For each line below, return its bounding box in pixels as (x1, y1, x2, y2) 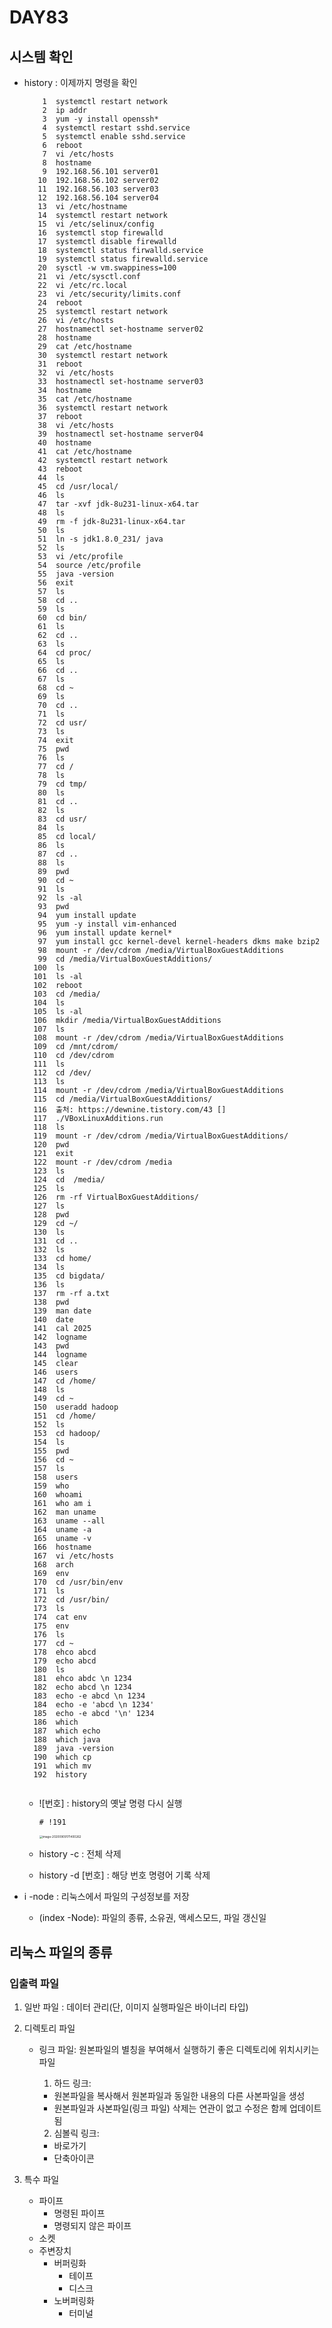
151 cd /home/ (33, 1411, 97, 1421)
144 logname (33, 1350, 88, 1360)
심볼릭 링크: (53, 2127, 100, 2139)
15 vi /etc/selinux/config (37, 219, 155, 229)
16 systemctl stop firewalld (37, 228, 164, 238)
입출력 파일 (9, 1976, 60, 1990)
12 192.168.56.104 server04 (37, 193, 159, 203)
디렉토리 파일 (23, 2022, 76, 2034)
